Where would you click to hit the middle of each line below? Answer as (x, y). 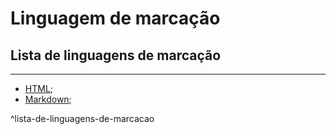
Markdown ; (48, 99)
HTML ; (39, 88)
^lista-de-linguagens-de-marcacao (82, 118)
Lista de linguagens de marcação (116, 55)
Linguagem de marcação (115, 18)
